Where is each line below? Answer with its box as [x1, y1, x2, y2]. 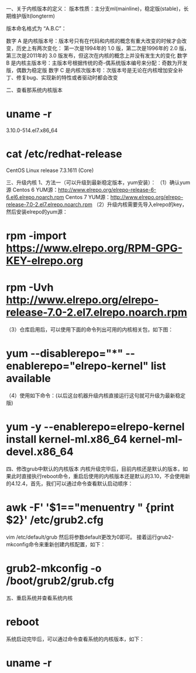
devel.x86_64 [6, 445, 74, 459]
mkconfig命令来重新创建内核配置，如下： [6, 540, 106, 547]
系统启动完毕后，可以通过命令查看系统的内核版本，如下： [6, 635, 145, 642]
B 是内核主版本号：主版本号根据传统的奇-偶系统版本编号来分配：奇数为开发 [6, 59, 188, 66]
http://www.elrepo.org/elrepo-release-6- [57, 186, 157, 193]
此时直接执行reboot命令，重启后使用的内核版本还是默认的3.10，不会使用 [11, 472, 185, 479]
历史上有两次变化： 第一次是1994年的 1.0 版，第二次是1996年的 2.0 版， [16, 45, 190, 52]
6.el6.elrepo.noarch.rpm [6, 193, 64, 201]
